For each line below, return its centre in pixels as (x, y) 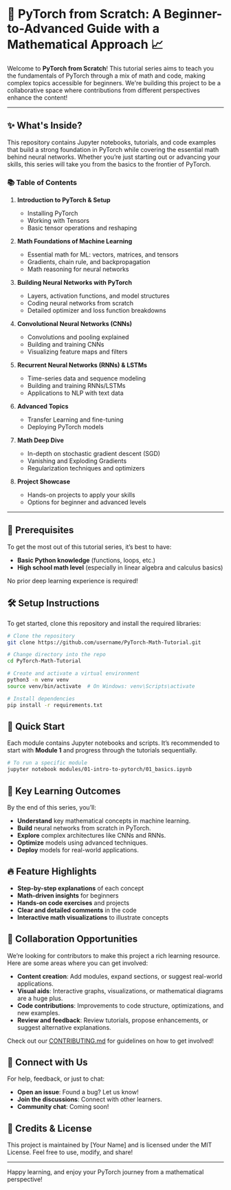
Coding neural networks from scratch (80, 303)
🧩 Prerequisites (41, 530)
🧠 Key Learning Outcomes (64, 791)
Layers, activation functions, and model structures (98, 296)
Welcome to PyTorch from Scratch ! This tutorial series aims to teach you (111, 68)
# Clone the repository (41, 636)
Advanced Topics (43, 407)
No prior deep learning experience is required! (73, 581)
